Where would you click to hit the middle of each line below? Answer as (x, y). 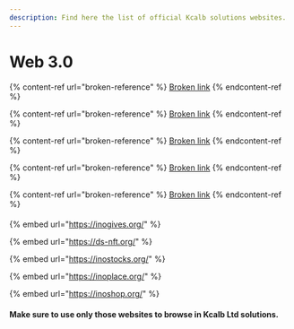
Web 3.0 (41, 61)
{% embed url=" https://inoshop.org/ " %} (84, 294)
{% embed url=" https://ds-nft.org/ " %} (81, 242)
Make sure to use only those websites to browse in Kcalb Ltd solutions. (144, 314)
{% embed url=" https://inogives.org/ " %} (85, 224)
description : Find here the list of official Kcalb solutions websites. (148, 17)
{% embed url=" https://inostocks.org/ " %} (87, 259)
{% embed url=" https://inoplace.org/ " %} (86, 277)
